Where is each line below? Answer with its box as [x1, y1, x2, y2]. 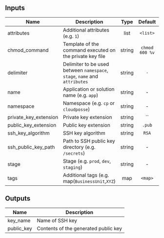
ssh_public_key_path [7, 143, 55, 150]
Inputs [5, 4, 25, 12]
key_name [7, 217, 31, 224]
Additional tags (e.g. [62, 172, 109, 178]
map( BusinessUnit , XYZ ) [62, 178, 116, 184]
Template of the [62, 40, 99, 47]
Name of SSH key [37, 217, 77, 224]
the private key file [62, 53, 106, 59]
